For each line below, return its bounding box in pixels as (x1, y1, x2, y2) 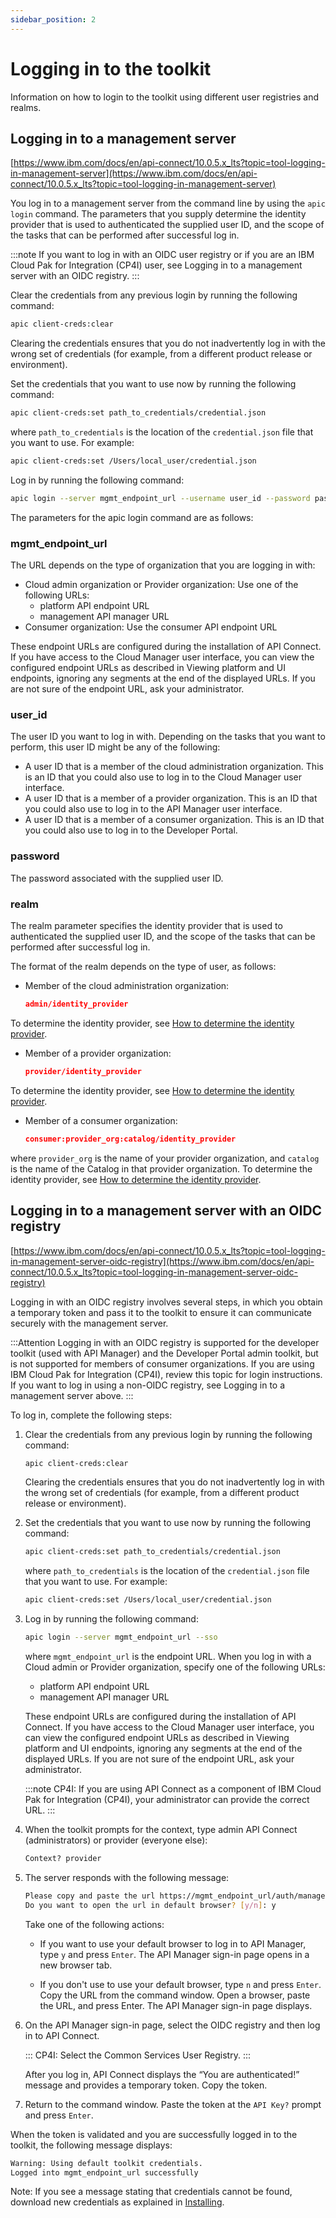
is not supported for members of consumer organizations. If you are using (10, 1357, 315, 1370)
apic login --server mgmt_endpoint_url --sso (24, 1632, 218, 1643)
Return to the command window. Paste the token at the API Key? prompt (24, 2098, 322, 2110)
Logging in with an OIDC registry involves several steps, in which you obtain (10, 1296, 323, 1308)
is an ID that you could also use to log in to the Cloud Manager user (24, 771, 303, 783)
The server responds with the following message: (24, 1871, 230, 1883)
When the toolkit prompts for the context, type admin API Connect (24, 1824, 298, 1835)
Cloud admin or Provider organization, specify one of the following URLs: (24, 1661, 326, 1673)
